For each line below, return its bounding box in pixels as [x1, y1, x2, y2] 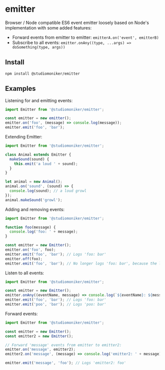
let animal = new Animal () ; [5, 179, 63, 185]
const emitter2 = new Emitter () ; [5, 334, 74, 339]
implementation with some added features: [5, 25, 92, 30]
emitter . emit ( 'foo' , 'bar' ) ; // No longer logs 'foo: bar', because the [5, 261, 157, 266]
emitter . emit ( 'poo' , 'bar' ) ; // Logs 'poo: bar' [5, 302, 107, 307]
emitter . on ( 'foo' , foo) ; [5, 247, 56, 252]
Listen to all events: [5, 270, 44, 276]
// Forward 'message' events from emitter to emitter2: [5, 343, 122, 347]
